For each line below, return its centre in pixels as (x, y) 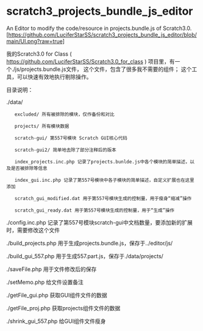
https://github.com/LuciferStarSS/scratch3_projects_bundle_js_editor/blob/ (102, 34)
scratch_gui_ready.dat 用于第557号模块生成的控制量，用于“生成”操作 (94, 210)
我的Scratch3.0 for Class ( (39, 54)
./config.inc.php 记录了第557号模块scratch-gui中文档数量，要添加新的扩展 (100, 222)
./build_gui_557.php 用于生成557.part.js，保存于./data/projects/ (85, 256)
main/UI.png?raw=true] (36, 41)
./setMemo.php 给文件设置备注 (45, 282)
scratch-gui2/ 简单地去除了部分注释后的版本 (66, 150)
